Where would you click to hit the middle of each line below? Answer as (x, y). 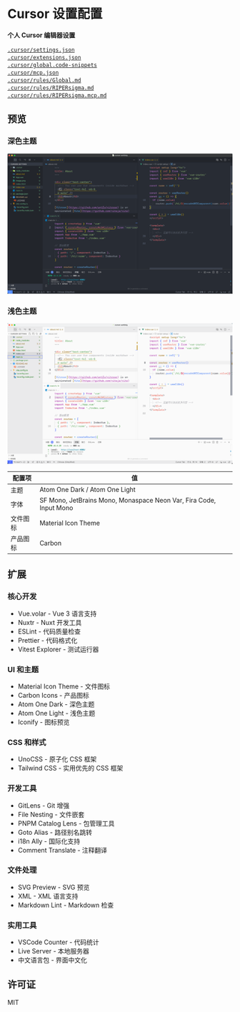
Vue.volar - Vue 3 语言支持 (57, 613)
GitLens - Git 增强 (44, 805)
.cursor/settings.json (41, 50)
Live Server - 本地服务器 (53, 951)
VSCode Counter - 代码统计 (59, 942)
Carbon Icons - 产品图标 (53, 695)
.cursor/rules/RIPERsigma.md (51, 88)
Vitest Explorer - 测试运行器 (58, 649)
